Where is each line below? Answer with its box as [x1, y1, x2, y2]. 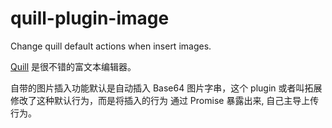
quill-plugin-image [10, 7, 170, 30]
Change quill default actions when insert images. [10, 40, 212, 52]
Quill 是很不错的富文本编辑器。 [10, 60, 137, 72]
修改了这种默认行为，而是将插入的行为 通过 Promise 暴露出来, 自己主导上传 [10, 94, 320, 106]
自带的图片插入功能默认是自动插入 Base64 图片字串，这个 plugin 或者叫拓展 [10, 82, 323, 94]
